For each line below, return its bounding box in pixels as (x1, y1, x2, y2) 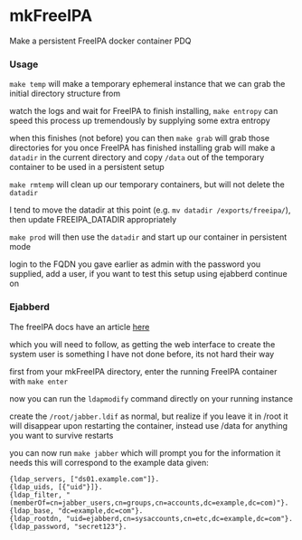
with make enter (9, 375, 69, 386)
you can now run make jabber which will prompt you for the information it (9, 447, 281, 458)
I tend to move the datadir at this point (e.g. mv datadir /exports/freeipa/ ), (9, 204, 291, 215)
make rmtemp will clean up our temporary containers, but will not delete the (9, 179, 285, 190)
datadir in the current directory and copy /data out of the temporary (9, 152, 265, 163)
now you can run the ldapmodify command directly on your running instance (9, 393, 294, 403)
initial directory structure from (9, 88, 120, 99)
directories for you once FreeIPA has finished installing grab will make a (9, 142, 276, 154)
